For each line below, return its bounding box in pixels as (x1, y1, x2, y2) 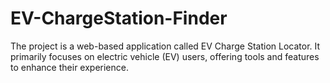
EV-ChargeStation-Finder (10, 7, 228, 30)
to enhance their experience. (10, 61, 129, 73)
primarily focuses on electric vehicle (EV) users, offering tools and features (10, 50, 320, 62)
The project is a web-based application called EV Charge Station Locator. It (10, 40, 321, 52)
